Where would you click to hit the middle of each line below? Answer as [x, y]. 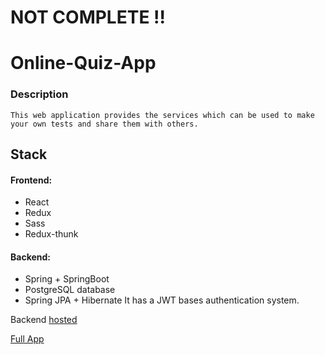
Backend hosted [44, 320]
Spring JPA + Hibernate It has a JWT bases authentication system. [162, 300]
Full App [27, 339]
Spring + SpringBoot [67, 279]
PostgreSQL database [70, 290]
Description [39, 94]
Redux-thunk [51, 234]
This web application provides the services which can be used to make [162, 115]
